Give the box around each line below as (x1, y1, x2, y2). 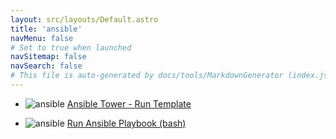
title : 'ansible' (10, 24, 83, 34)
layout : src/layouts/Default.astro (10, 14, 159, 25)
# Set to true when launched (10, 42, 132, 53)
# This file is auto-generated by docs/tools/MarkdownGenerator (10, 71, 284, 81)
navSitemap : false (10, 52, 87, 62)
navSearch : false (10, 61, 83, 71)
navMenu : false (10, 33, 74, 43)
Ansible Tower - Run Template (66, 97, 192, 110)
